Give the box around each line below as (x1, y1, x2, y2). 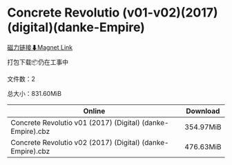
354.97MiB (184, 122, 222, 132)
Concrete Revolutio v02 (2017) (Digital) (10, 137, 140, 147)
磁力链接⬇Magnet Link (7, 43, 73, 51)
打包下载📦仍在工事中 (7, 57, 69, 66)
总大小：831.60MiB (7, 89, 62, 97)
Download (186, 106, 220, 115)
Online (83, 106, 106, 115)
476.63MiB (184, 142, 222, 151)
